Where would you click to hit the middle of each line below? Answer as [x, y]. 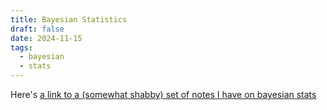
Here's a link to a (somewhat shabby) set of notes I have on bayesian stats [163, 94]
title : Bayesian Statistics [69, 19]
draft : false [37, 29]
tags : [21, 47]
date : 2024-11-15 [46, 38]
